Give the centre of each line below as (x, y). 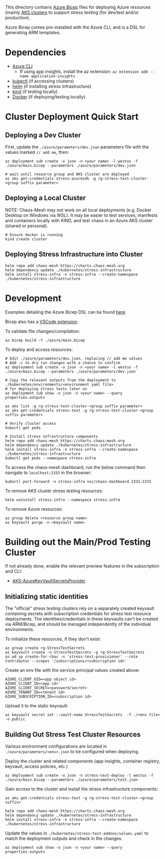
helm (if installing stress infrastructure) (52, 86)
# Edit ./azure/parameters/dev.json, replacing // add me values (74, 358)
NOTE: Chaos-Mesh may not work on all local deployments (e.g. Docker (78, 210)
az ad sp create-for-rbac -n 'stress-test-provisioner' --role (72, 657)
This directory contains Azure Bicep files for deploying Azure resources (78, 7)
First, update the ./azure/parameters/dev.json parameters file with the (77, 147)
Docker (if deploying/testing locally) (49, 96)
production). (18, 18)
